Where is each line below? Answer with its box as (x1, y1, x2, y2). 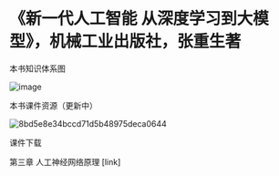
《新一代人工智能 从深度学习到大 (9, 8, 253, 29)
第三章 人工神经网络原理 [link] (9, 156, 121, 167)
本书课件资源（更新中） (9, 99, 98, 110)
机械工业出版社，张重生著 (49, 31, 242, 52)
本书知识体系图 (9, 63, 66, 74)
